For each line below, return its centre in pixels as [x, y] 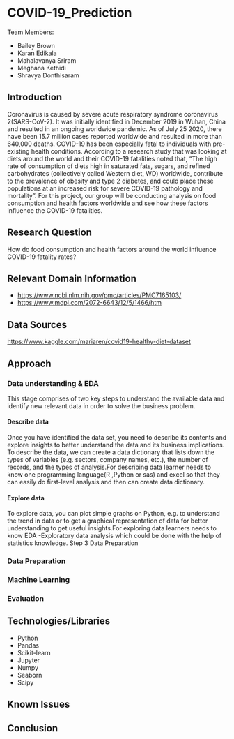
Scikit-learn [34, 652]
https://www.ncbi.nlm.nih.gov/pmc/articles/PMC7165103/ [99, 295]
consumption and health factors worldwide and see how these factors [108, 203]
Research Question [50, 233]
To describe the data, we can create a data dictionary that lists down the [111, 452]
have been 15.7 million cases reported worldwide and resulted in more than [115, 136]
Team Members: [31, 32]
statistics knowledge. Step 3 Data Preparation [73, 543]
